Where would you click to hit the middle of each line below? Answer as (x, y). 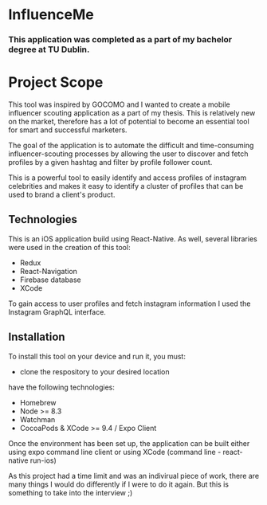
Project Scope (56, 82)
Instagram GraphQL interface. (57, 311)
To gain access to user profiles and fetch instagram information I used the (130, 303)
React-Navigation (49, 271)
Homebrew (38, 402)
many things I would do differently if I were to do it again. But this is (119, 484)
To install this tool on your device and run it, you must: (97, 356)
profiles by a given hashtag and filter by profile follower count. (110, 162)
